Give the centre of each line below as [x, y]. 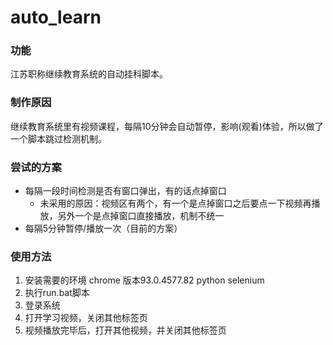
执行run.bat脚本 [57, 293]
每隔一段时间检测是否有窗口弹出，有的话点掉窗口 [125, 191]
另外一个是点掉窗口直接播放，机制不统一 [141, 216]
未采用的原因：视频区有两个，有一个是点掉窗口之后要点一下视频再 [175, 203]
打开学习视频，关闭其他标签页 [86, 318]
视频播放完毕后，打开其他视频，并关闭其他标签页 [125, 330]
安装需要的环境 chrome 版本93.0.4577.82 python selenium [144, 280]
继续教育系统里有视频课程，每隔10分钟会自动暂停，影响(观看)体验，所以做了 [167, 126]
